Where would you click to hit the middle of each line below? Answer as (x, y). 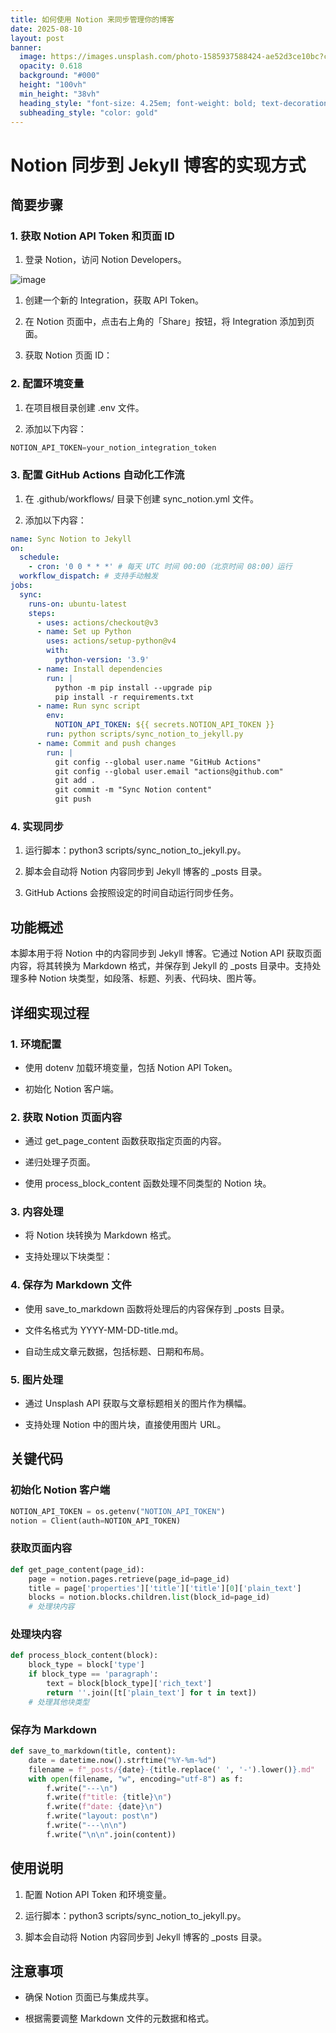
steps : (42, 613)
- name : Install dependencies (99, 669)
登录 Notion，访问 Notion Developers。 (105, 260)
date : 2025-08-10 (46, 29)
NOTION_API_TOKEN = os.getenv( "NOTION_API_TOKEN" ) (118, 1511)
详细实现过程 (50, 1012)
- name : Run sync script (88, 706)
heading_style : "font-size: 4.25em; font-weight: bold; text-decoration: (176, 103)
